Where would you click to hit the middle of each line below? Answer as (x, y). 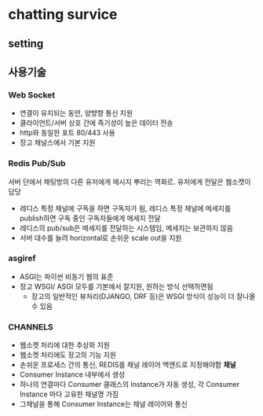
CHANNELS (31, 326)
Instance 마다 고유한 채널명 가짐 (69, 394)
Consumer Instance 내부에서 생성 (72, 374)
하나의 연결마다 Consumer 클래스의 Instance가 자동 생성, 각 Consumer (130, 385)
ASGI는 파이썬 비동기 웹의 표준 (66, 276)
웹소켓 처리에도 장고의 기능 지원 (68, 355)
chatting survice (63, 15)
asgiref (22, 259)
